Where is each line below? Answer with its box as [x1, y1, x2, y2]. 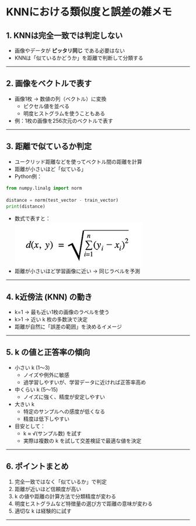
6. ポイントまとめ [6, 462, 69, 472]
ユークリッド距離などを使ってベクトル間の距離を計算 [14, 158, 143, 165]
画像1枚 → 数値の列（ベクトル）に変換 [14, 95, 107, 102]
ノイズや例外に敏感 [23, 371, 70, 378]
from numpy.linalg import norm [6, 185, 82, 191]
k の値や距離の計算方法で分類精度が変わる [14, 493, 117, 500]
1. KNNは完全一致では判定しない [6, 30, 123, 40]
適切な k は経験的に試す [14, 507, 72, 514]
